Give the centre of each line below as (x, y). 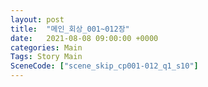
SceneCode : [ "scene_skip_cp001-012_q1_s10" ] (104, 66)
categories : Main (46, 47)
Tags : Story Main (46, 57)
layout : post (37, 19)
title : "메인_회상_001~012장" (70, 29)
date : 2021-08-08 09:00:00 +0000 (84, 38)
